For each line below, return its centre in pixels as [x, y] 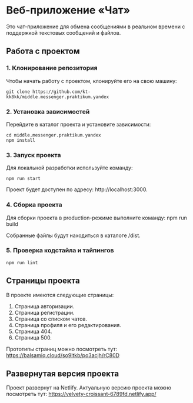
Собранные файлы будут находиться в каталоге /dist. [74, 235]
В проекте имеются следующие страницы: [60, 295]
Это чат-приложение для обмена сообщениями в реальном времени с [96, 26]
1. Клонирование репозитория [52, 68]
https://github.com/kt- [61, 92]
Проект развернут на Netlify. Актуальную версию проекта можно [89, 388]
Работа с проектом [43, 51]
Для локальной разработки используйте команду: [69, 168]
